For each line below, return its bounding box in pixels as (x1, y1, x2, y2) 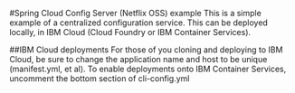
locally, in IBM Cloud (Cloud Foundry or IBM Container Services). (9, 27, 252, 37)
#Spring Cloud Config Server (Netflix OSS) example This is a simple (9, 8, 262, 18)
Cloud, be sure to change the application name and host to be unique (9, 54, 268, 64)
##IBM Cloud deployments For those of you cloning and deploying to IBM (9, 44, 283, 55)
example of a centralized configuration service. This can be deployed (9, 17, 269, 28)
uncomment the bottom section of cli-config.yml (9, 73, 190, 84)
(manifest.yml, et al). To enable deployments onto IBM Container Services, (9, 63, 287, 74)
